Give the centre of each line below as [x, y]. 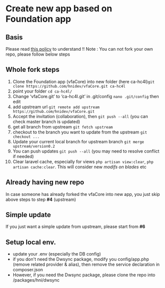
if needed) [23, 156]
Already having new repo [45, 182]
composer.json [28, 270]
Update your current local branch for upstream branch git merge [78, 141]
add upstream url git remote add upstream [56, 107]
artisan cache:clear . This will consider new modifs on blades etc [80, 167]
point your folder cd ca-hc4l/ [42, 91]
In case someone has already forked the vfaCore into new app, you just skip [83, 194]
